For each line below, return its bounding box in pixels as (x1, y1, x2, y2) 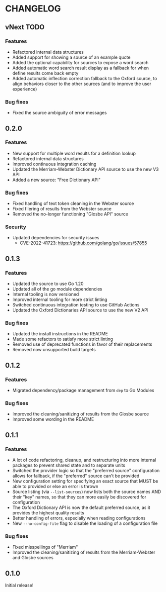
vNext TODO (5, 23, 45, 31)
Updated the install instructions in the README (12, 331, 108, 337)
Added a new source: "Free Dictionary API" (12, 177, 101, 183)
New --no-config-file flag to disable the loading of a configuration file (12, 520, 158, 526)
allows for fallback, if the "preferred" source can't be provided (12, 473, 140, 479)
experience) (12, 86, 37, 92)
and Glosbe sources (12, 555, 54, 561)
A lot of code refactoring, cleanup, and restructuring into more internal (12, 457, 156, 463)
